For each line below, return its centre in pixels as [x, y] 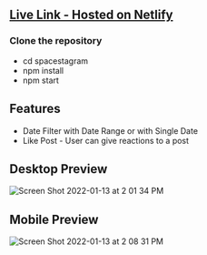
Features [35, 109]
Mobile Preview [54, 219]
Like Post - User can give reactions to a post [105, 140]
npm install [43, 70]
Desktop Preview [59, 169]
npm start [40, 80]
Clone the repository [56, 41]
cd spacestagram [55, 61]
